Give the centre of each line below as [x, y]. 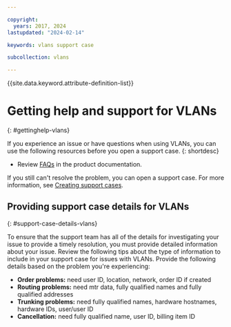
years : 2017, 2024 [40, 26]
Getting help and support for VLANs [112, 111]
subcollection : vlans [38, 57]
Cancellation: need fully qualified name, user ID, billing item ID [106, 316]
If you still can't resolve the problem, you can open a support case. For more [116, 178]
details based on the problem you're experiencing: [79, 266]
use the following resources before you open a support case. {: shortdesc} [113, 151]
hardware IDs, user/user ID [55, 309]
